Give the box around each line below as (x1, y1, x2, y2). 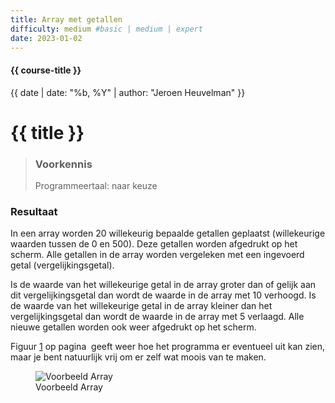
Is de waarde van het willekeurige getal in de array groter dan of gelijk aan (10, 279, 317, 291)
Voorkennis (34, 157, 93, 171)
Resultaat (10, 204, 58, 218)
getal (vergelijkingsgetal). (10, 259, 115, 271)
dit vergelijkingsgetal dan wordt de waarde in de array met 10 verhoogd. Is (10, 289, 317, 301)
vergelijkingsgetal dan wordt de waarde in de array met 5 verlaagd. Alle (10, 311, 305, 323)
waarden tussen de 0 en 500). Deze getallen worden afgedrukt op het (10, 238, 298, 250)
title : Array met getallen (10, 14, 123, 25)
